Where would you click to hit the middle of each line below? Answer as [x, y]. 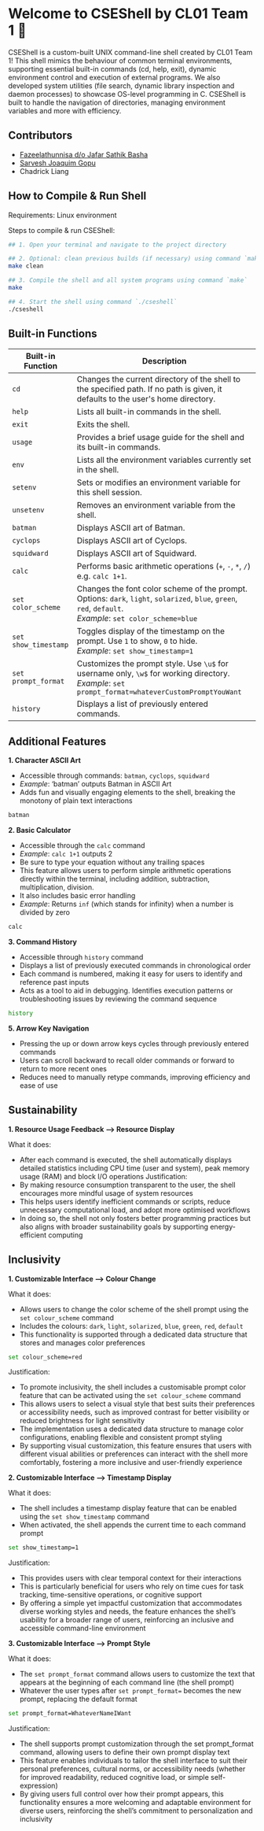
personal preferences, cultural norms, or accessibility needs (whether [132, 1769]
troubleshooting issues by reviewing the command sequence [118, 999]
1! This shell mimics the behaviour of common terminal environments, [120, 61]
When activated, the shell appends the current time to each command [132, 1525]
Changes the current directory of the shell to [159, 379]
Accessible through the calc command [82, 845]
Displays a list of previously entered [142, 704]
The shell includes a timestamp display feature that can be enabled [128, 1508]
